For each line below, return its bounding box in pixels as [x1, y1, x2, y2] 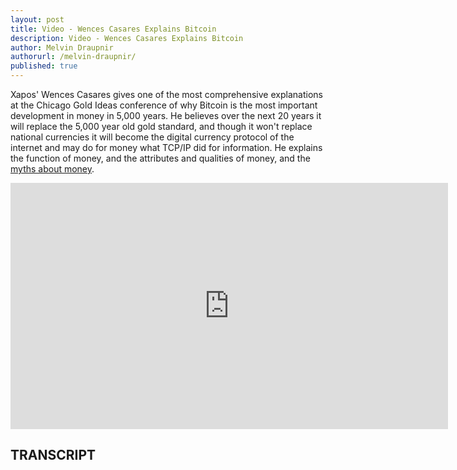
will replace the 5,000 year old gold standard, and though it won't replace [10, 121, 313, 132]
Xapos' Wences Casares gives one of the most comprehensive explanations [10, 89, 323, 100]
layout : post [10, 14, 65, 25]
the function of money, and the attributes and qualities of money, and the [10, 152, 311, 164]
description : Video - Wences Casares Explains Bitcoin [10, 33, 244, 43]
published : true [10, 61, 78, 71]
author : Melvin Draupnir [10, 42, 114, 53]
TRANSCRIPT [10, 447, 97, 464]
